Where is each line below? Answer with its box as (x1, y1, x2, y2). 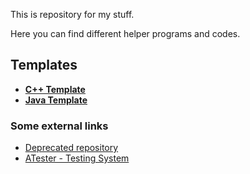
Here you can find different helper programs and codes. (10, 28, 241, 39)
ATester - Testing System (24, 152, 130, 164)
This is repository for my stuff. (10, 9, 135, 20)
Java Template (24, 94, 88, 106)
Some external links (10, 119, 109, 133)
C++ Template (24, 83, 86, 95)
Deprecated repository (24, 142, 119, 154)
